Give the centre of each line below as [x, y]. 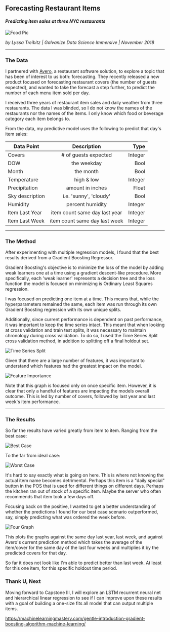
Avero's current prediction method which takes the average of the [74, 542]
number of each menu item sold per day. [48, 93]
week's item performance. [33, 402]
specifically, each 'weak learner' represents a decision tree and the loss [80, 279]
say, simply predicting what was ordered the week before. [66, 517]
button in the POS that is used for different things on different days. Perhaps [84, 486]
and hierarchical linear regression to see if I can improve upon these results [84, 598]
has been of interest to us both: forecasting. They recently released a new [82, 76]
